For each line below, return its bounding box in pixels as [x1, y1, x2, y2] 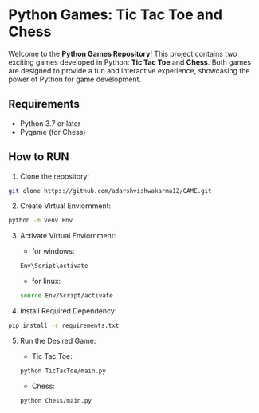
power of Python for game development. [8, 74, 142, 84]
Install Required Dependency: [19, 306, 117, 316]
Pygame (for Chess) [19, 127, 86, 136]
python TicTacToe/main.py [19, 367, 106, 375]
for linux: [31, 277, 61, 286]
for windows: [31, 246, 75, 256]
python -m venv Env [8, 217, 73, 225]
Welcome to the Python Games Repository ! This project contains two [8, 49, 237, 58]
